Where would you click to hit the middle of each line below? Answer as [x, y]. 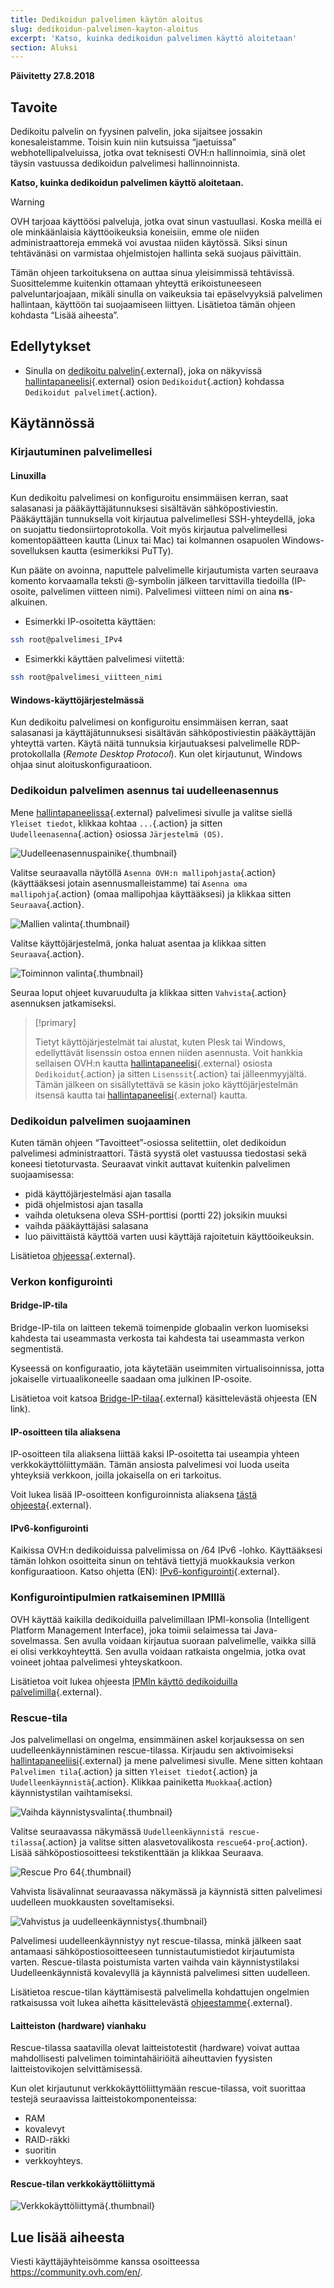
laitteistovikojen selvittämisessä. [76, 2069]
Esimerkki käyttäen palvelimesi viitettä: [104, 659]
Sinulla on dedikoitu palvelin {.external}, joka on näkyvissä [143, 370]
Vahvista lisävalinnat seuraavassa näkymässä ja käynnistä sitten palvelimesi [166, 1892]
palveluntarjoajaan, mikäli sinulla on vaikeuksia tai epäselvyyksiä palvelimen [166, 294]
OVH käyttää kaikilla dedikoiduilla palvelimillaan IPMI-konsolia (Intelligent [160, 1619]
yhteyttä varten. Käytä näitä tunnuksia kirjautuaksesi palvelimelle [143, 743]
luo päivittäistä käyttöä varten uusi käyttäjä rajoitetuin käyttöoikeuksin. [169, 1236]
